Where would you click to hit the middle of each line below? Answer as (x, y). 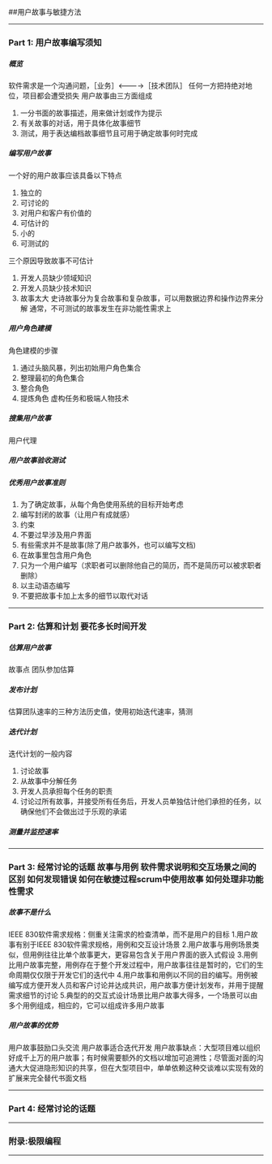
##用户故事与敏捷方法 (45, 12)
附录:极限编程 (35, 1141)
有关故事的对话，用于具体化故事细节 (81, 123)
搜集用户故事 (30, 418)
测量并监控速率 (33, 832)
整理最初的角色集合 (52, 378)
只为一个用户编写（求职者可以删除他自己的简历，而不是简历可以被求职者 (140, 565)
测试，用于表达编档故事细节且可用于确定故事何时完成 (109, 133)
